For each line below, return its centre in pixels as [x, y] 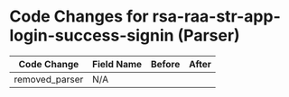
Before [165, 64]
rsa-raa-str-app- [217, 17]
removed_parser [49, 79]
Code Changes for [79, 17]
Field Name [117, 64]
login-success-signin [92, 35]
